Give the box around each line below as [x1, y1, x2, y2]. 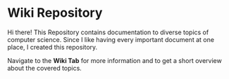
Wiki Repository [7, 5, 103, 21]
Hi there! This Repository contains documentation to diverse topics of [7, 28, 209, 36]
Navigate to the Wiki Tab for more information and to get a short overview [7, 56, 222, 64]
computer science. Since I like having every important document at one [7, 35, 215, 43]
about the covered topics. [7, 64, 82, 72]
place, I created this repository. [7, 43, 98, 51]
